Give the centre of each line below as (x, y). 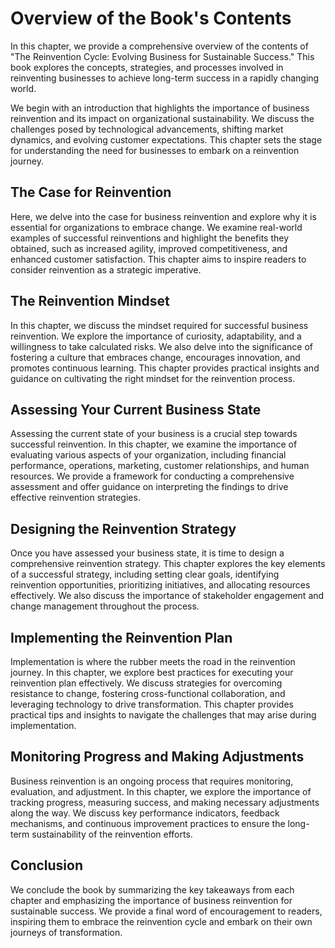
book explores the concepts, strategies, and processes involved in (147, 67)
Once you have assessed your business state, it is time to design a (147, 553)
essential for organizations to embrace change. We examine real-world (156, 227)
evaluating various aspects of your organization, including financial (148, 455)
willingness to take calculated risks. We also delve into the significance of (162, 346)
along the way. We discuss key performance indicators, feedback (145, 813)
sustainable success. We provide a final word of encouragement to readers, (166, 911)
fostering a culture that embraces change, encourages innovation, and (155, 357)
